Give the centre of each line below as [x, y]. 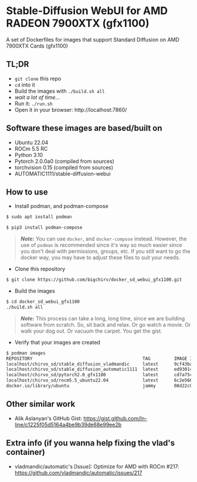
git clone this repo [38, 78]
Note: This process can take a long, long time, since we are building [103, 318]
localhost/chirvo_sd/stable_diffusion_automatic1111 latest [82, 369]
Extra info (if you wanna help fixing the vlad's [90, 443]
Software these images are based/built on [84, 128]
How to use [27, 192]
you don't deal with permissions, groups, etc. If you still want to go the [105, 252]
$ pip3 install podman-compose [44, 227]
